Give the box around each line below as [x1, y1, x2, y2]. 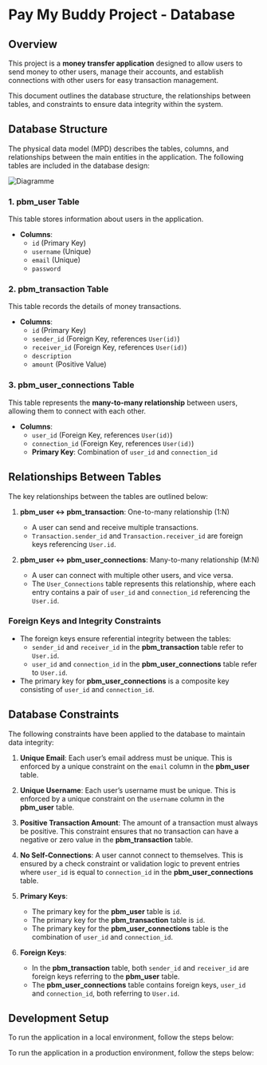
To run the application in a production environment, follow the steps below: [8, 1048, 254, 1058]
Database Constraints [8, 708, 120, 722]
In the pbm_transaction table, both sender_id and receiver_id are [31, 963, 249, 972]
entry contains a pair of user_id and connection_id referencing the [31, 587, 251, 596]
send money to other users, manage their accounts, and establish [8, 67, 224, 77]
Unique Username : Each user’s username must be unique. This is [19, 785, 237, 795]
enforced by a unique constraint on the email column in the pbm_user [19, 761, 249, 771]
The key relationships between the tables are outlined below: [8, 491, 209, 501]
